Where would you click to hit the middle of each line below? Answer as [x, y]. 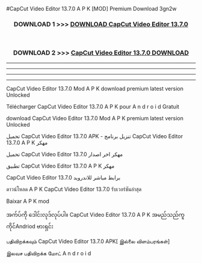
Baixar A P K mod [28, 201]
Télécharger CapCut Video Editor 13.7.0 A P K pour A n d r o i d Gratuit [93, 106]
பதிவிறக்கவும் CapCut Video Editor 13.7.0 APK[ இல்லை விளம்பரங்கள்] [88, 241]
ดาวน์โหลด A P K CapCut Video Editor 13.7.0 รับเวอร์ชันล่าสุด [74, 189]
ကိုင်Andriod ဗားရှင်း [30, 226]
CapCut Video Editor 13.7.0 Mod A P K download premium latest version [95, 88]
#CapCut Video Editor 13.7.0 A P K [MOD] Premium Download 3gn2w [92, 9]
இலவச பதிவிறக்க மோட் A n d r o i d [49, 253]
